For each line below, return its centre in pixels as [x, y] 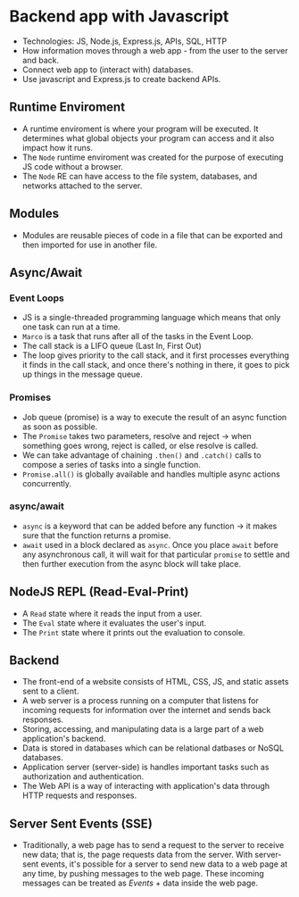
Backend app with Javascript [119, 17]
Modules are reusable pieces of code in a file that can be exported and [152, 235]
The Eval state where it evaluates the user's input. [114, 623]
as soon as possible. [60, 427]
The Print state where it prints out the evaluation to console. [133, 632]
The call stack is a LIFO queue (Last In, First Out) [112, 346]
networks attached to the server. [82, 186]
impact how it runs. [58, 147]
